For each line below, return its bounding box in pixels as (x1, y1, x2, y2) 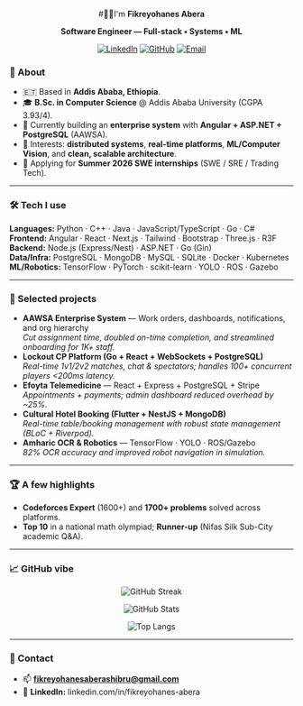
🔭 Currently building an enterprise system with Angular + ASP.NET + (22, 120, 282, 131)
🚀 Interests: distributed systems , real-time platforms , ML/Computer (22, 139, 281, 150)
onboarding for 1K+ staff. (22, 341, 115, 352)
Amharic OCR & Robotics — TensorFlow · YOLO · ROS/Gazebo (22, 437, 256, 448)
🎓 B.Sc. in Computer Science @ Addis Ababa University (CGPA (22, 97, 263, 108)
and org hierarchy (22, 322, 89, 333)
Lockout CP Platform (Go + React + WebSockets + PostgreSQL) (22, 351, 264, 362)
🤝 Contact (9, 652, 54, 665)
